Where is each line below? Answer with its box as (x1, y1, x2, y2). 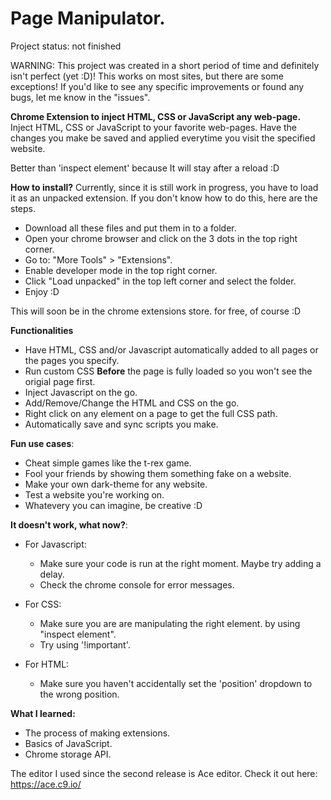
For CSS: (24, 598, 62, 610)
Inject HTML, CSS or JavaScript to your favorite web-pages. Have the (10, 121, 298, 133)
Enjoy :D (24, 285, 60, 297)
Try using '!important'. (39, 638, 131, 651)
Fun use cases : (10, 437, 75, 449)
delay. (39, 568, 65, 580)
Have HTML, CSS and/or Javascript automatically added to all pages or (24, 343, 319, 356)
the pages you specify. (24, 354, 120, 366)
